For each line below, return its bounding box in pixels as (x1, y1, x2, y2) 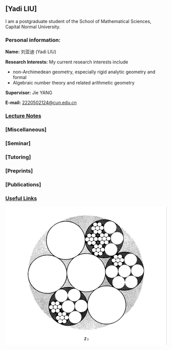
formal (12, 74, 27, 80)
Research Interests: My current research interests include (5, 59, 128, 65)
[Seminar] (5, 140, 31, 147)
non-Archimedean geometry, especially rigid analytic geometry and (12, 69, 156, 75)
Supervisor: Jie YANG (5, 90, 53, 96)
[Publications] (5, 181, 41, 188)
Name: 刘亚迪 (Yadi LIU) (5, 49, 57, 55)
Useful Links (5, 194, 37, 202)
